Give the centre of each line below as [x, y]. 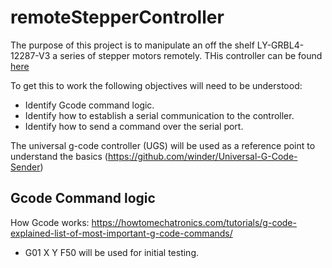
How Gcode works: [50, 222]
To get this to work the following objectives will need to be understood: [156, 85]
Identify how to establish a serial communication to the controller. [159, 115]
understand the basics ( [59, 156]
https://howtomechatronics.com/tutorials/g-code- [194, 222]
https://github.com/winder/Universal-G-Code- [202, 156]
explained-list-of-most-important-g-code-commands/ [121, 233]
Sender [25, 167]
